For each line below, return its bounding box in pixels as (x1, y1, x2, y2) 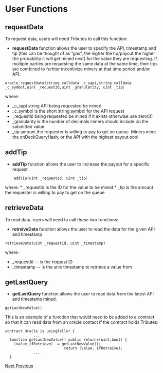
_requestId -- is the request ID (12, 259, 73, 265)
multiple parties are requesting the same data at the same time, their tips (12, 61, 158, 66)
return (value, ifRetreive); (64, 346, 123, 351)
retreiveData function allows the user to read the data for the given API (12, 226, 155, 232)
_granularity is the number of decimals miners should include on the (12, 119, 148, 124)
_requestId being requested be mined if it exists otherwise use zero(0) (12, 113, 153, 119)
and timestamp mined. (12, 296, 57, 302)
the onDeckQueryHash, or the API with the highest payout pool (12, 134, 139, 140)
